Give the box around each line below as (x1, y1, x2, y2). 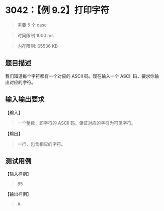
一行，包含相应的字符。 (17, 141, 66, 147)
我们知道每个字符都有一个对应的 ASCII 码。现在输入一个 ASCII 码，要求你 (5, 73, 155, 79)
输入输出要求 (5, 95, 45, 104)
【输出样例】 (5, 191, 31, 197)
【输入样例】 (5, 171, 31, 177)
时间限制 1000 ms (17, 32, 54, 38)
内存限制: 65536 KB (17, 43, 58, 49)
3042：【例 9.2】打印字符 (5, 4, 109, 16)
